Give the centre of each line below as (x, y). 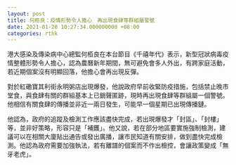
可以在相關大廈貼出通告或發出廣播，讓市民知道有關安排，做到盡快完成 (114, 137)
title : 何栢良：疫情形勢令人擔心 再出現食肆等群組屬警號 (81, 20)
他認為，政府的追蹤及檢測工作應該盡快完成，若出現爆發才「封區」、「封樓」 (115, 119)
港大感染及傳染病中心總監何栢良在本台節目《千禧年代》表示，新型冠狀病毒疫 (118, 54)
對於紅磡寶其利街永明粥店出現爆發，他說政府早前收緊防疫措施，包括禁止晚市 (118, 87)
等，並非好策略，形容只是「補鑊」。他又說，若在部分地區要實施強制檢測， (113, 128)
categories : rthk (33, 33)
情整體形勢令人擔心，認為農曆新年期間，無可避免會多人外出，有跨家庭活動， (118, 63)
